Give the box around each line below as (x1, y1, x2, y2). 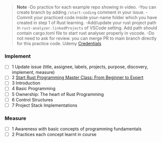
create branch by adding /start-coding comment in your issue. (16, 9, 145, 15)
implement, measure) (11, 70, 55, 75)
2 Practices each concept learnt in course (11, 132, 97, 138)
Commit (16, 15, 33, 20)
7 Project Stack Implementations (11, 102, 78, 108)
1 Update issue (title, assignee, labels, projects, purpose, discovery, (11, 64, 148, 70)
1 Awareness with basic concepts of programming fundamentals (11, 126, 142, 132)
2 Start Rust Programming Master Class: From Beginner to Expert (11, 74, 144, 80)
